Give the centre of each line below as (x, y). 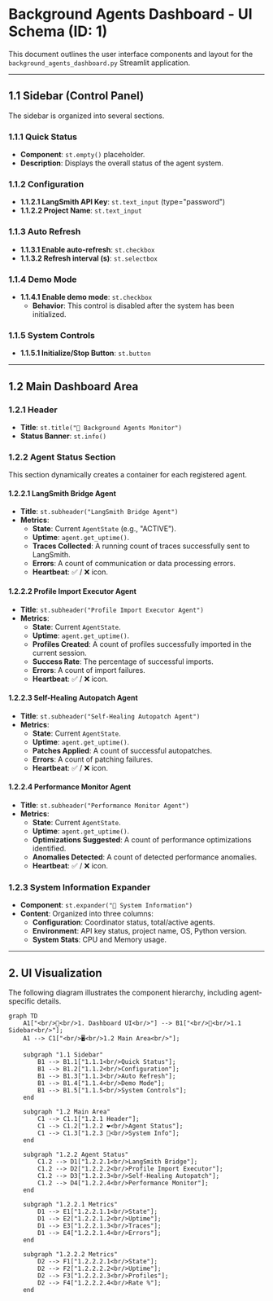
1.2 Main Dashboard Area (74, 387)
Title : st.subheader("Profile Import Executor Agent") (112, 609)
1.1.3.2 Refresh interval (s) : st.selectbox (89, 258)
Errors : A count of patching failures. (92, 759)
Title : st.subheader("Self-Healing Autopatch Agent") (110, 716)
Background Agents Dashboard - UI (131, 14)
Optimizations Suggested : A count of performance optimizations (142, 840)
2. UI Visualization (56, 973)
